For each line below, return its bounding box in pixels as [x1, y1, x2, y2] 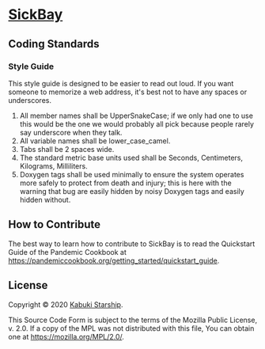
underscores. [8, 95, 51, 104]
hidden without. [19, 195, 71, 204]
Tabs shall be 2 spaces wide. [19, 144, 115, 154]
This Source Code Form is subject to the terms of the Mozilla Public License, [8, 315, 258, 324]
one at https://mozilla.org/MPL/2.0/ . [8, 332, 125, 341]
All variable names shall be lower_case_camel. [19, 136, 171, 146]
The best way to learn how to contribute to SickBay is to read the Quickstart [8, 239, 256, 248]
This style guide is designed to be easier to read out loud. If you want [8, 78, 234, 88]
